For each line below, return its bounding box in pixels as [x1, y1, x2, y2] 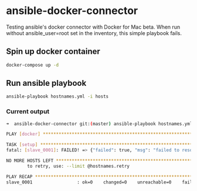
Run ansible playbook [6, 78, 87, 88]
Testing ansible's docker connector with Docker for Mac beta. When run [6, 23, 181, 30]
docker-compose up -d [6, 62, 59, 68]
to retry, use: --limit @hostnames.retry [27, 163, 130, 169]
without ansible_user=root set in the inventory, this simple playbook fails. [6, 29, 182, 36]
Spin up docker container [6, 47, 101, 57]
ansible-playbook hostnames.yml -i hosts [6, 93, 109, 100]
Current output [6, 107, 50, 116]
